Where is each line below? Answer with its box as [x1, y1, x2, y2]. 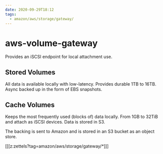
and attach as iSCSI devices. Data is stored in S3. [5, 119, 105, 124]
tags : [5, 12, 16, 17]
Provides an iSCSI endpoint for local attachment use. [5, 54, 113, 60]
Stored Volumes [5, 68, 56, 76]
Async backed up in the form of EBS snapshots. [5, 87, 102, 92]
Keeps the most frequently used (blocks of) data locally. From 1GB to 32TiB [5, 114, 158, 120]
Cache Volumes [5, 100, 55, 109]
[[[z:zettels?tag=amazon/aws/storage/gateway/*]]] [5, 143, 109, 149]
